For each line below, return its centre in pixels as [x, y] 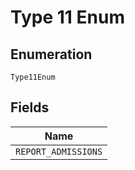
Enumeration [51, 54]
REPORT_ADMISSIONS [59, 151]
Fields [30, 107]
